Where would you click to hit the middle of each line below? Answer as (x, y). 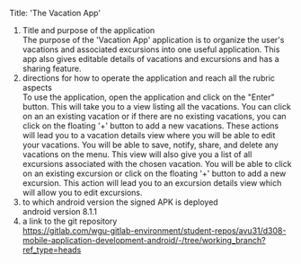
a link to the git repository (70, 221)
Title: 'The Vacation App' (55, 13)
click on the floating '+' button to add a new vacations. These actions (150, 126)
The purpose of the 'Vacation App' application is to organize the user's (153, 40)
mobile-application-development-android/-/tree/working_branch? (144, 240)
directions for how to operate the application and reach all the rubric (149, 78)
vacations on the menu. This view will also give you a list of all (137, 154)
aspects (37, 88)
